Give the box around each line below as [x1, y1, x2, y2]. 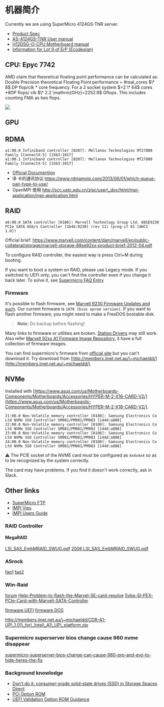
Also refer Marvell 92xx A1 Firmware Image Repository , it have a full [5, 336, 142, 342]
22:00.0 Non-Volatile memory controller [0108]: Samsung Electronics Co [5, 422, 157, 427]
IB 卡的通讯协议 [12, 176, 44, 181]
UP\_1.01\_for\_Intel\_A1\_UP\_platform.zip [5, 622, 88, 628]
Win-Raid [5, 581, 28, 588]
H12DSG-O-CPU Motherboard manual [12, 41, 89, 47]
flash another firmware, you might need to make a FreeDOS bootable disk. [5, 311, 156, 317]
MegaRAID [5, 534, 28, 540]
